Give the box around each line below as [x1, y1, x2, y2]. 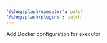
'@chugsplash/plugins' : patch [6, 14, 81, 20]
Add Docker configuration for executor [6, 30, 101, 37]
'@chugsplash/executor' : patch [6, 8, 84, 15]
